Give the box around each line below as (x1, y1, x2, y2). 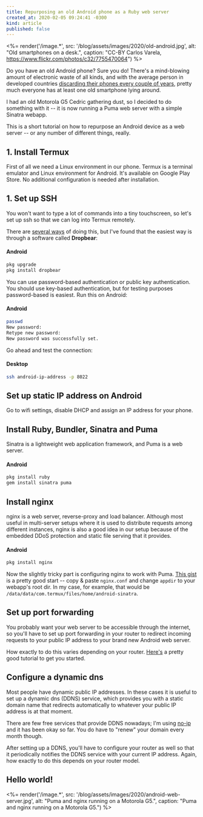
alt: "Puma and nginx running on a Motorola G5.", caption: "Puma (35, 797, 197, 804)
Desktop (6, 361, 28, 368)
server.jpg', (6, 797, 35, 804)
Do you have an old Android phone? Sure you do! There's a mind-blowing (6, 67, 190, 75)
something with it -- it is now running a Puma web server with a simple (6, 104, 182, 112)
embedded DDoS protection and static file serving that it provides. (6, 532, 171, 539)
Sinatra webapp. (6, 111, 47, 118)
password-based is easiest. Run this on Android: (6, 291, 127, 298)
